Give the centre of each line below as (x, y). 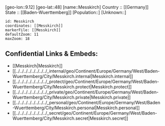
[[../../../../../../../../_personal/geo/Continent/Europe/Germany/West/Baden (86, 102)
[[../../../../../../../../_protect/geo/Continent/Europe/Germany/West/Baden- (86, 82)
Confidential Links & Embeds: (52, 54)
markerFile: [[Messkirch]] (33, 30)
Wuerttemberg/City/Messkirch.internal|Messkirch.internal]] (73, 76)
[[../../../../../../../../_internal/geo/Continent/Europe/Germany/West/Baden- (86, 71)
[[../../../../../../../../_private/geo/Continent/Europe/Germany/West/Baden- (85, 92)
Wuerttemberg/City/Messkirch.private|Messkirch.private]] (71, 97)
